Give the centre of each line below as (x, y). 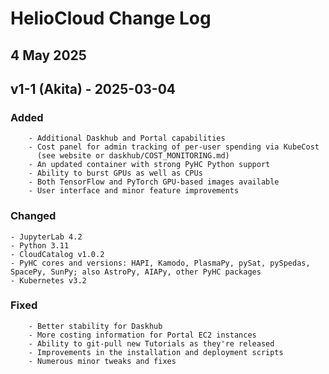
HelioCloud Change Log (111, 18)
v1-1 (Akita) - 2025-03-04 (93, 88)
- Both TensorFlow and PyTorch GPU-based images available (154, 182)
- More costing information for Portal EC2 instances (142, 335)
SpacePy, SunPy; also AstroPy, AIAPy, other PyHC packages (136, 272)
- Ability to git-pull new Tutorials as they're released (151, 343)
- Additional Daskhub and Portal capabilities (127, 138)
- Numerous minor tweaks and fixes (102, 361)
